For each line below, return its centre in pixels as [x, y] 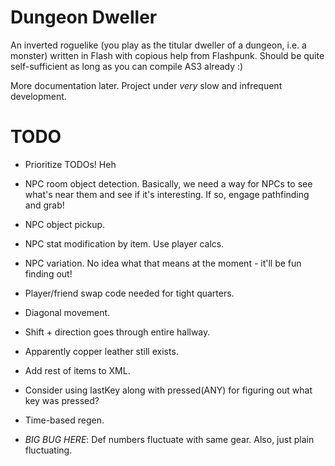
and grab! [44, 205]
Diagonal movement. [67, 312]
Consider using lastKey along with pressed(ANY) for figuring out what [168, 390]
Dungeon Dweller [84, 17]
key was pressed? [62, 400]
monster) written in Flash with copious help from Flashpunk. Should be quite [167, 55]
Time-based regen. [64, 420]
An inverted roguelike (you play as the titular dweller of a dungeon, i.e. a [158, 45]
